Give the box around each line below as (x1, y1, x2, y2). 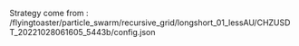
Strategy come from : (9, 8, 89, 18)
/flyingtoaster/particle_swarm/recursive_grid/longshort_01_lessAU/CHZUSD (9, 17, 291, 28)
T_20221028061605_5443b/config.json (9, 27, 156, 37)
